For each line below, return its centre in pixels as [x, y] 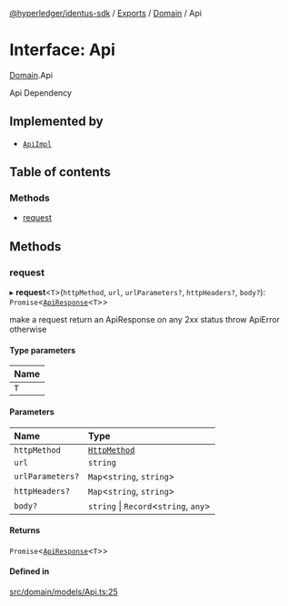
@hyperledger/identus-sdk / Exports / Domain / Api [106, 13]
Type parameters [43, 350]
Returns [25, 530]
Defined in [30, 571]
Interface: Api [63, 50]
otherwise [28, 329]
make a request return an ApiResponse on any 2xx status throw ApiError [144, 320]
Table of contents [60, 172]
